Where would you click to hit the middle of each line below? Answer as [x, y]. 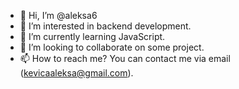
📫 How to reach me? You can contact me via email [125, 58]
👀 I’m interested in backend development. [105, 26]
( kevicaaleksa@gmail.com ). [76, 73]
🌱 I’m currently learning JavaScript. [92, 36]
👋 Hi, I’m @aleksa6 [58, 15]
